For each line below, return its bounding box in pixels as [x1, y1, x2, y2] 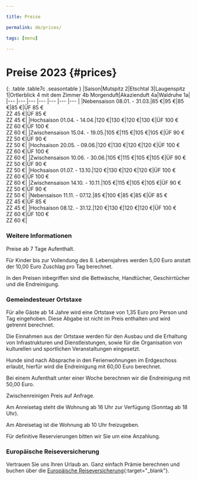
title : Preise [6, 14, 41, 19]
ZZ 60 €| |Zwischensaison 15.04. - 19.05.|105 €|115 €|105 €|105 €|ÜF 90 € [6, 129, 185, 136]
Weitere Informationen [6, 231, 72, 240]
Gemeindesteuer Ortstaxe [6, 295, 82, 303]
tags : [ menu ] [6, 35, 38, 41]
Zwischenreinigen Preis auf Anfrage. [6, 392, 95, 399]
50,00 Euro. [6, 380, 35, 387]
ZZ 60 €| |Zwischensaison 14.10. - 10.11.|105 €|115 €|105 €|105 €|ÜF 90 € [6, 179, 181, 187]
